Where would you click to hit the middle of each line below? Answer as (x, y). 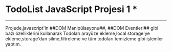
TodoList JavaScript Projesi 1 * (71, 9)
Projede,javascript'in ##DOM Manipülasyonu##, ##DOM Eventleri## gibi (82, 28)
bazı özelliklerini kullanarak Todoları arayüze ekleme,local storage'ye (78, 33)
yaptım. (13, 44)
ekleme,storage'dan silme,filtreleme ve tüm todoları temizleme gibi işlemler (84, 38)
